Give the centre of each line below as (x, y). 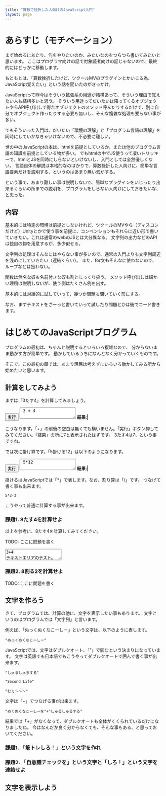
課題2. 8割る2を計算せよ (34, 571)
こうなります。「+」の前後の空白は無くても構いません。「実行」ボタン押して (82, 429)
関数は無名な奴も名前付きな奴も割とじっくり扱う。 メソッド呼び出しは (77, 277)
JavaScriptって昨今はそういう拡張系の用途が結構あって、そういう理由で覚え (83, 95)
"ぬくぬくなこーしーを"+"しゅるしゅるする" (44, 712)
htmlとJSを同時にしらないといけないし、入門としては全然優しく (83, 159)
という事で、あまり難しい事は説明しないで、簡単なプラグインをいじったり (81, 182)
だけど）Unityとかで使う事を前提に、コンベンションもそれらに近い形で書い (82, 231)
